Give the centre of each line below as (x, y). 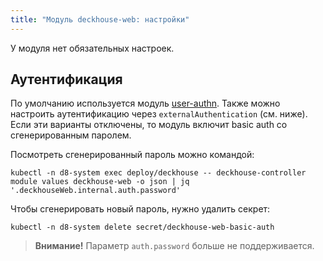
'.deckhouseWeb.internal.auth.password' (96, 191)
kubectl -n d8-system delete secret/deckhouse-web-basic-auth (142, 227)
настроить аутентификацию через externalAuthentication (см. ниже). (159, 114)
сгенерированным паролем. (71, 135)
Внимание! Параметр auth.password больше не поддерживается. (174, 246)
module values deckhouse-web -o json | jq (100, 182)
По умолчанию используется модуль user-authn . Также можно (145, 103)
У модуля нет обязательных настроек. (92, 48)
